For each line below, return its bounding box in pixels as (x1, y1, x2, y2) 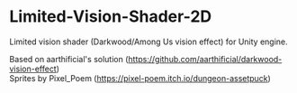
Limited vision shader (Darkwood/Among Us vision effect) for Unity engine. (9, 36, 288, 47)
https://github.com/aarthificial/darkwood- (128, 53, 283, 64)
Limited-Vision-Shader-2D (9, 6, 212, 27)
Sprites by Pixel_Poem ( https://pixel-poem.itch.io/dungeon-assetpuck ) (9, 72, 272, 83)
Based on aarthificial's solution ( (9, 53, 129, 64)
